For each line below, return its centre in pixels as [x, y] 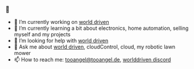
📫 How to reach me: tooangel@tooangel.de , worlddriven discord [92, 60]
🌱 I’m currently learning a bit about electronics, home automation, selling [101, 28]
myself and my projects [42, 34]
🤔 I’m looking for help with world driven [61, 41]
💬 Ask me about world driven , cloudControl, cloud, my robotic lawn [95, 47]
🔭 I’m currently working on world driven [61, 22]
